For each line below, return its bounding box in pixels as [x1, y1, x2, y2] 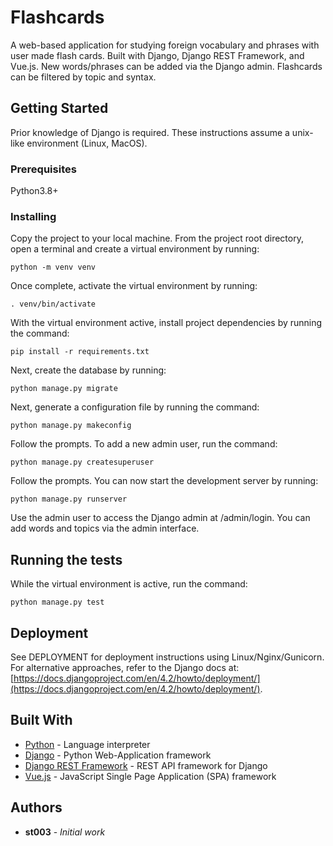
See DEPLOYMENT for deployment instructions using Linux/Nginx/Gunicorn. [10, 651, 325, 663]
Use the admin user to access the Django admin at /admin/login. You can [10, 512, 311, 524]
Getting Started [10, 100, 109, 117]
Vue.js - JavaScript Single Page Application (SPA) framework [24, 770, 277, 782]
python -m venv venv [10, 262, 97, 273]
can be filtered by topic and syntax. [10, 71, 157, 83]
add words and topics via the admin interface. [10, 522, 200, 535]
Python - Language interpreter [24, 738, 151, 750]
